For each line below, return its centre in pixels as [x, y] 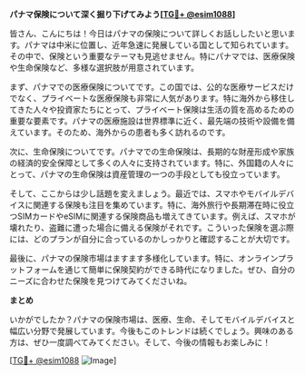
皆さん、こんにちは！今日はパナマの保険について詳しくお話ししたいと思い [148, 34]
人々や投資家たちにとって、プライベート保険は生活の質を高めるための [164, 109]
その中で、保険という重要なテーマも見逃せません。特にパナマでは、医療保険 [152, 56]
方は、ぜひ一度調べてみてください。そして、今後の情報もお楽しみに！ [140, 342]
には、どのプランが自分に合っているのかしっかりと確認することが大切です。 [152, 239]
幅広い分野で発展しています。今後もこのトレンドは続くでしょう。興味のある [152, 331]
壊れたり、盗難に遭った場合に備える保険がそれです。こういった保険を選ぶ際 [152, 227]
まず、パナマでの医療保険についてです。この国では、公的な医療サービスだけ [152, 87]
